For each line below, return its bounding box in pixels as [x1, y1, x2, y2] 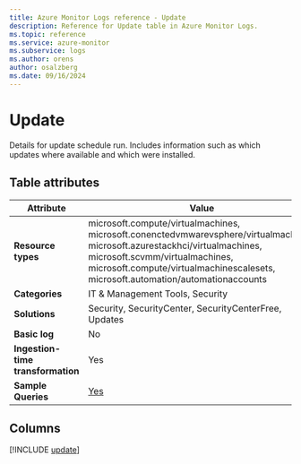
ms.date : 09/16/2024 [9, 72, 87, 81]
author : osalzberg [9, 64, 78, 73]
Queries [13, 391, 49, 403]
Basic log [13, 328, 55, 340]
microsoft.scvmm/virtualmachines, [88, 250, 234, 262]
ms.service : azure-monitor [9, 38, 110, 47]
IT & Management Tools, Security [88, 288, 228, 300]
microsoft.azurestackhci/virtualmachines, [88, 239, 262, 252]
